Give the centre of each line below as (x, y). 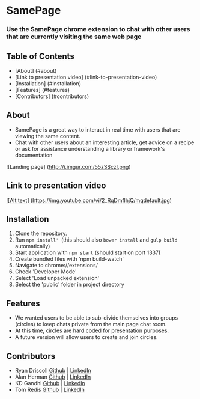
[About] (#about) (36, 70)
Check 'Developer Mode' (46, 272)
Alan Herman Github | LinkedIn (53, 377)
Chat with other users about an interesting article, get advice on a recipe (105, 142)
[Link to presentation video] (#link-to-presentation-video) (86, 77)
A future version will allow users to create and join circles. (86, 337)
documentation (34, 155)
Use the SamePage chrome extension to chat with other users (98, 29)
